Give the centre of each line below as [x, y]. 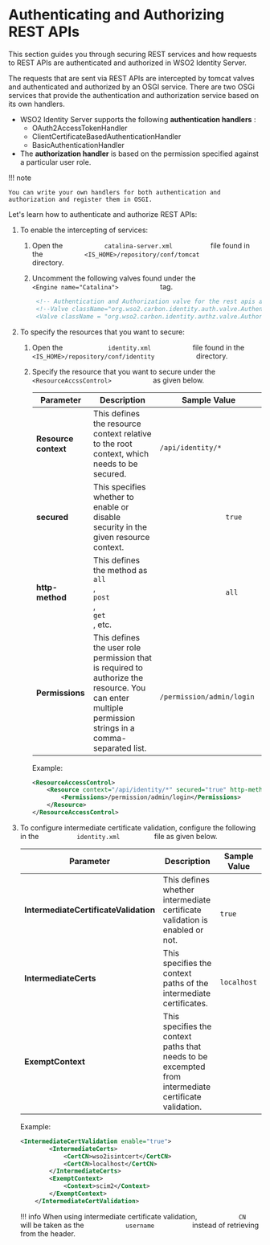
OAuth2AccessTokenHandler [80, 128]
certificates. [185, 1003]
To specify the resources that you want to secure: [102, 332]
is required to [118, 667]
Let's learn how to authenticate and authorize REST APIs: [103, 214]
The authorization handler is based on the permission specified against [139, 154]
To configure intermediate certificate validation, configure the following [138, 827]
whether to [113, 497]
